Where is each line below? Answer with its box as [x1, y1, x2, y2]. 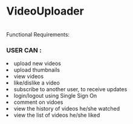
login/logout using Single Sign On [14, 92, 97, 100]
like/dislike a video [14, 79, 60, 86]
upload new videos [14, 60, 62, 67]
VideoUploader [6, 4, 85, 18]
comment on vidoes [14, 98, 63, 106]
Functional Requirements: [6, 30, 70, 38]
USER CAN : [6, 46, 42, 54]
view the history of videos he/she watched [14, 105, 120, 112]
